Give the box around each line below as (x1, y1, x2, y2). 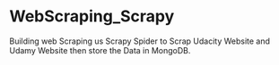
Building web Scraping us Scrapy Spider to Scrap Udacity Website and (9, 36, 271, 46)
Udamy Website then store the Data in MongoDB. (9, 45, 191, 55)
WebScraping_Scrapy (9, 6, 175, 27)
